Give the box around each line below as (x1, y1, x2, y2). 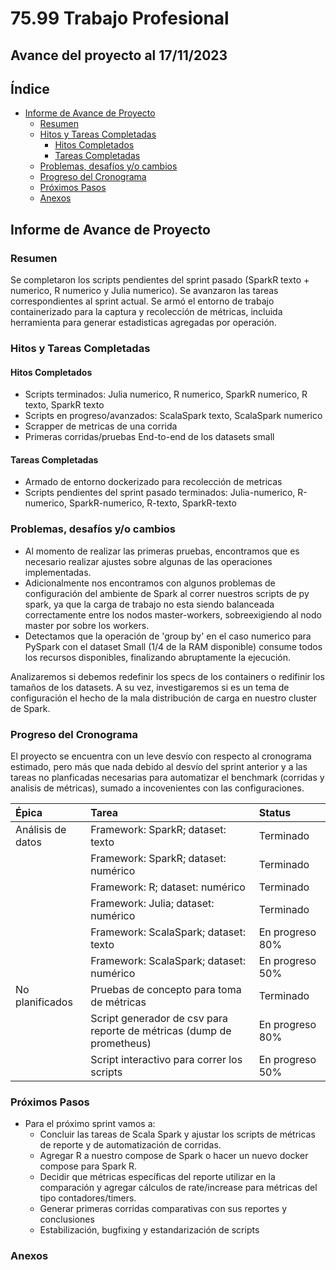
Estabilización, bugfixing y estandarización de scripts (39, 1224, 260, 1236)
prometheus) (90, 1037, 152, 1050)
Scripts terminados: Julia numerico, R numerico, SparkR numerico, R (24, 388, 308, 401)
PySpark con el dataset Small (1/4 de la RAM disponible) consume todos (24, 640, 323, 652)
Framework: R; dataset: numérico (90, 880, 246, 894)
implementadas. (24, 566, 92, 578)
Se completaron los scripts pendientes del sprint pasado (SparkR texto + (10, 274, 310, 286)
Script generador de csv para (90, 1012, 228, 1025)
